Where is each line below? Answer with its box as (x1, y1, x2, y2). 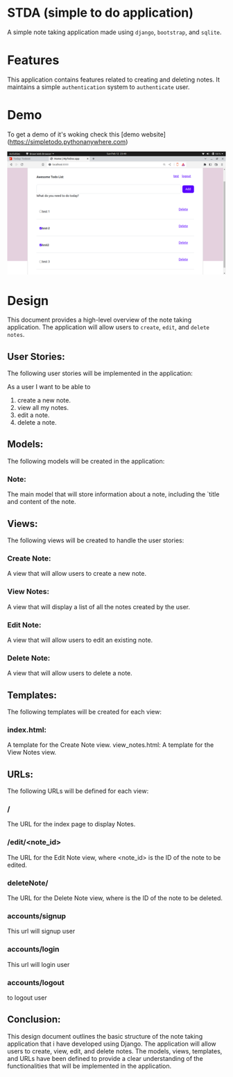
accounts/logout (7, 977, 64, 987)
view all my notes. (17, 404, 69, 412)
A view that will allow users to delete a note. (7, 669, 133, 677)
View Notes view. (7, 748, 57, 757)
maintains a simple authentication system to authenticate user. (7, 82, 190, 91)
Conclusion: (7, 1014, 61, 1025)
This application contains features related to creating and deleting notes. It (7, 75, 221, 84)
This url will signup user (7, 927, 76, 936)
